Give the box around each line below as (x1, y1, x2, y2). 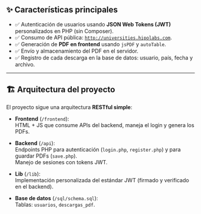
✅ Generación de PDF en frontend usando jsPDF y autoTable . (14, 40, 166, 47)
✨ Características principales (6, 5, 118, 15)
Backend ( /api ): (14, 139, 55, 146)
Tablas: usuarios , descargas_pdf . (14, 201, 96, 208)
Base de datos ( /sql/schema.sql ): (14, 194, 99, 201)
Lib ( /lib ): (14, 170, 41, 177)
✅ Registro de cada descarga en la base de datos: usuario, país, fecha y (14, 54, 193, 61)
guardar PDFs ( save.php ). (14, 152, 78, 159)
